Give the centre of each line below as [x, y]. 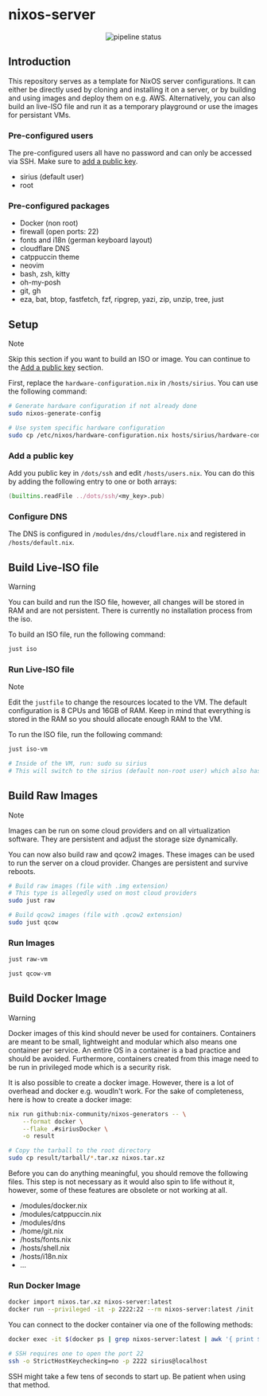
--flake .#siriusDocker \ [66, 1129]
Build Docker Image [58, 999]
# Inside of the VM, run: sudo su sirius [78, 763]
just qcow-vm [30, 974]
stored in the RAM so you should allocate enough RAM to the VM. [115, 720]
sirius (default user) [52, 177]
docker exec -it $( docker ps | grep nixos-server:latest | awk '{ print [131, 1339]
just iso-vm [28, 749]
